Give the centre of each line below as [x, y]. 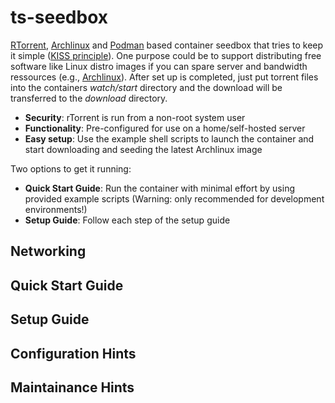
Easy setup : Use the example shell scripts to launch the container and [169, 138]
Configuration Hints [73, 353]
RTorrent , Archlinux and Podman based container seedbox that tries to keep [167, 45]
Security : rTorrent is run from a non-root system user [135, 117]
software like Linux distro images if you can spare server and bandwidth [159, 66]
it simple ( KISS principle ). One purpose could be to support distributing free [166, 55]
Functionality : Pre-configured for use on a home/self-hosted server [165, 128]
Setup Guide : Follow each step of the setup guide [127, 220]
